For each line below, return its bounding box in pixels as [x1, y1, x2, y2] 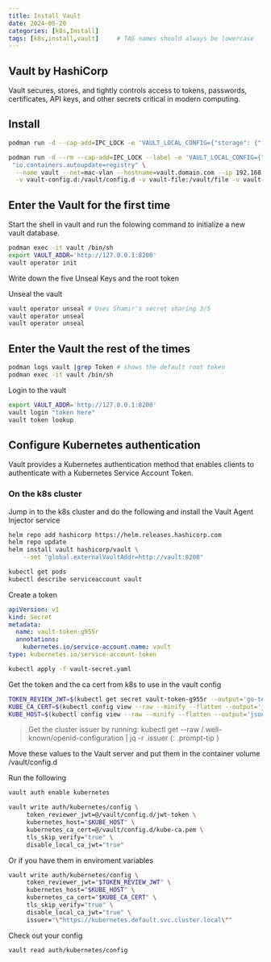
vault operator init [8, 259, 78, 267]
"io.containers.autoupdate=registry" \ [11, 160, 147, 169]
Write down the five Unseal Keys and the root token [8, 273, 180, 283]
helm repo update [8, 538, 67, 547]
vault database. [8, 228, 60, 238]
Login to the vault [8, 385, 67, 395]
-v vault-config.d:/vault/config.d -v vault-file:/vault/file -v [15, 176, 240, 184]
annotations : [15, 635, 60, 643]
